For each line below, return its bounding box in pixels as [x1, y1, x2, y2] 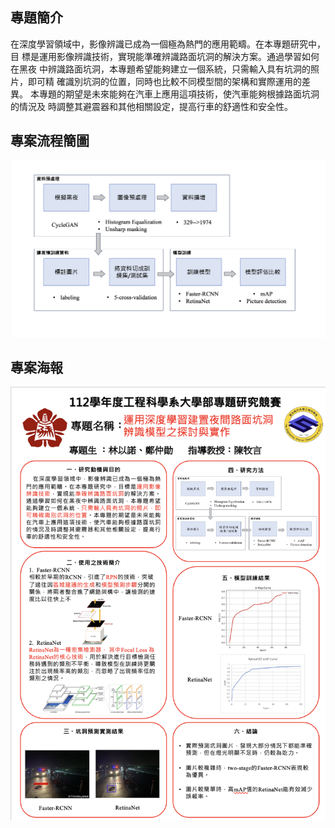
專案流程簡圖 [10, 133, 90, 150]
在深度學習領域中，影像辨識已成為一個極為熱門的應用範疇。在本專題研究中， [10, 38, 326, 50]
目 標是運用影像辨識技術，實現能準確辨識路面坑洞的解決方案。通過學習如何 [10, 50, 320, 62]
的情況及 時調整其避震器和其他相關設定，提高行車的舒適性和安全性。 [10, 100, 293, 112]
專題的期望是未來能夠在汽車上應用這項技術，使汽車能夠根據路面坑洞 [38, 88, 320, 100]
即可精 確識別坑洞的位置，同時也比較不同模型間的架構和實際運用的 [27, 75, 302, 87]
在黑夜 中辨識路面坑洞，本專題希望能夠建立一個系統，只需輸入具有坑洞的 [10, 63, 311, 75]
